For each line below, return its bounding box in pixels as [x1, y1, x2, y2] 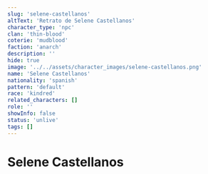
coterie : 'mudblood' [7, 37, 69, 44]
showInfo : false [7, 110, 56, 117]
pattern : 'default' [7, 83, 66, 91]
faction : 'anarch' [7, 43, 62, 51]
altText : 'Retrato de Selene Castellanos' [7, 17, 135, 24]
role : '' [7, 103, 33, 111]
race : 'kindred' [7, 90, 56, 97]
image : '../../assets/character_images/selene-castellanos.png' [7, 63, 202, 71]
